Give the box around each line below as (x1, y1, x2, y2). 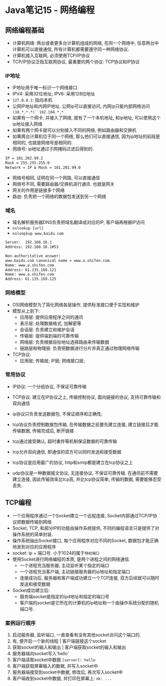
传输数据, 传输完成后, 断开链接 (12, 428, 74, 434)
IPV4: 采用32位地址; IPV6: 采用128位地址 (12, 91, 95, 97)
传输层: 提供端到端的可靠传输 (19, 333, 79, 339)
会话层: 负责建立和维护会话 (19, 327, 75, 333)
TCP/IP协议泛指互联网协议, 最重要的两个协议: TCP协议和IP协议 (12, 59, 140, 65)
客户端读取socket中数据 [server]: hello (12, 657, 96, 663)
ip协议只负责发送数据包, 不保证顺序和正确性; (12, 411, 103, 417)
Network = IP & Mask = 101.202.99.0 (5, 165, 81, 170)
